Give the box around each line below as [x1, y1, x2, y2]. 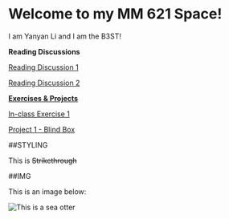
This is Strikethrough [8, 156, 78, 165]
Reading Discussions [8, 47, 80, 56]
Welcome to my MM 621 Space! [8, 5, 223, 23]
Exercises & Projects [8, 93, 79, 103]
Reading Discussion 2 [8, 78, 80, 87]
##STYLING [8, 140, 48, 149]
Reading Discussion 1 [8, 62, 79, 72]
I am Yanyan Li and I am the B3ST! [8, 31, 122, 41]
